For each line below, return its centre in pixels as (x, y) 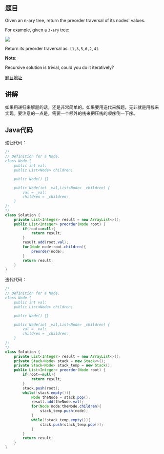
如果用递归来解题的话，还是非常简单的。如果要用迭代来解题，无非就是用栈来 (82, 107)
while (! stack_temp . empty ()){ (61, 420)
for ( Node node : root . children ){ (54, 247)
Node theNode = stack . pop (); (61, 397)
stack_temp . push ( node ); (64, 411)
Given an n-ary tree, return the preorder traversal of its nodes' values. (75, 20)
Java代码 (19, 130)
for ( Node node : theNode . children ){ (66, 407)
